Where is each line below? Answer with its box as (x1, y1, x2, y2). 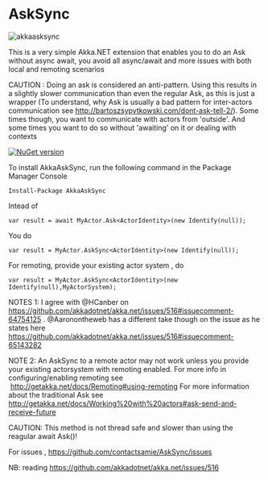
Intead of (8, 201, 39, 211)
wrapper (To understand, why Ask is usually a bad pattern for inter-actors (8, 97, 253, 106)
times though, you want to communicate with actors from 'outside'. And (8, 114, 245, 123)
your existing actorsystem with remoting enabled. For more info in (8, 364, 227, 374)
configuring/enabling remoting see (8, 373, 123, 382)
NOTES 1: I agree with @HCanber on (8, 297, 129, 307)
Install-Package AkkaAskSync (8, 186, 106, 194)
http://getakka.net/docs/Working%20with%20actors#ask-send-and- (8, 399, 237, 408)
